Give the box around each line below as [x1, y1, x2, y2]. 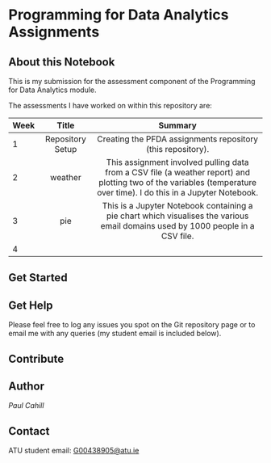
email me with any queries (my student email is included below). [8, 329, 222, 339]
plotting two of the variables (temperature [98, 177, 256, 187]
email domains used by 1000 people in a [100, 221, 256, 231]
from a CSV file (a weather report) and [104, 167, 251, 178]
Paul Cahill [8, 401, 44, 410]
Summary [158, 120, 198, 131]
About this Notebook [8, 55, 115, 69]
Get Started [8, 271, 68, 284]
